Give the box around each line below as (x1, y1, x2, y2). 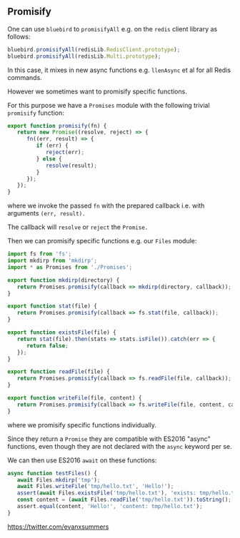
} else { (36, 155, 62, 163)
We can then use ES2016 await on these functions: (7, 456, 157, 465)
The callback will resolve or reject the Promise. (7, 223, 149, 231)
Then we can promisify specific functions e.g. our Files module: (7, 237, 197, 245)
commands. (7, 73, 43, 81)
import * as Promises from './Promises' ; (7, 263, 133, 270)
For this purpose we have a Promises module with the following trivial (7, 101, 210, 109)
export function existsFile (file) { (7, 329, 116, 336)
